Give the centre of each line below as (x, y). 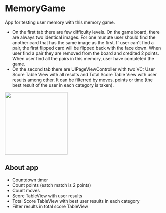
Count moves (26, 190)
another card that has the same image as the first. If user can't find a (83, 42)
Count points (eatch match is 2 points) (52, 185)
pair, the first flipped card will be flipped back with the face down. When (87, 48)
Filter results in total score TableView (50, 206)
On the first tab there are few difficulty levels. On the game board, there (86, 32)
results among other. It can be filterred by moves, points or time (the (83, 80)
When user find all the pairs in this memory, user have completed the (83, 58)
